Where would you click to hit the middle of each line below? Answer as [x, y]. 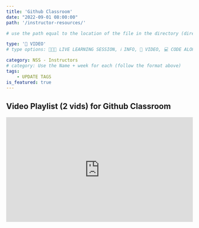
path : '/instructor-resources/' [46, 23]
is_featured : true [29, 82]
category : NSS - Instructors [42, 60]
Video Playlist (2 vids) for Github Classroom [89, 106]
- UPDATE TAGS [34, 77]
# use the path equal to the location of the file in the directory [92, 33]
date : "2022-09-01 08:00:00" [42, 17]
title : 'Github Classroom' [39, 12]
